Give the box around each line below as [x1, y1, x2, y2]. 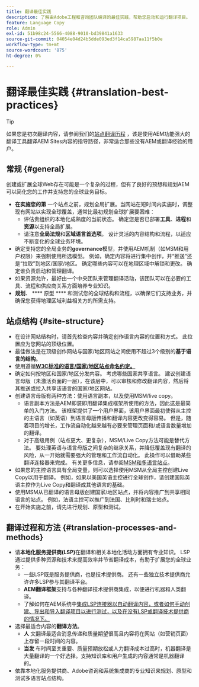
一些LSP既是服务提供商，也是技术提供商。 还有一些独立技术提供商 [23, 571, 185, 578]
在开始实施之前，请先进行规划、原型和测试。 [14, 503, 124, 510]
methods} [6, 532, 44, 542]
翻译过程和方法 [6, 522, 61, 532]
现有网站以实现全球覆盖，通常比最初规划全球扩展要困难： [14, 208, 155, 215]
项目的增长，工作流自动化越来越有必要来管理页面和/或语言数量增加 [28, 422, 192, 429]
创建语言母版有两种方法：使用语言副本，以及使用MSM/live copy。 [14, 392, 176, 400]
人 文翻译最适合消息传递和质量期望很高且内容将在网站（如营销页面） [23, 630, 191, 637]
